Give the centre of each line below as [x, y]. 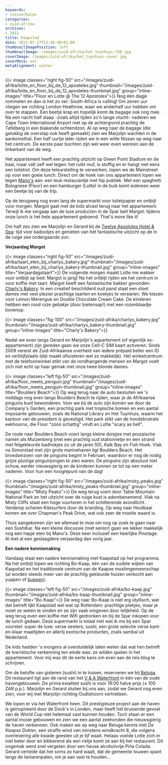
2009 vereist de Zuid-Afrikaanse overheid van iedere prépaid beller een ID [82, 351]
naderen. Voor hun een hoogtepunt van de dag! [54, 472]
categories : [18, 19]
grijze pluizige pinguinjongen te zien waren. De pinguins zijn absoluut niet [81, 461]
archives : [16, 29]
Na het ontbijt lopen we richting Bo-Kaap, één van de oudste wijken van [79, 564]
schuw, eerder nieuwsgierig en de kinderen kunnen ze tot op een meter [79, 466]
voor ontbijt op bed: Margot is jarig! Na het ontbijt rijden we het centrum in [82, 278]
